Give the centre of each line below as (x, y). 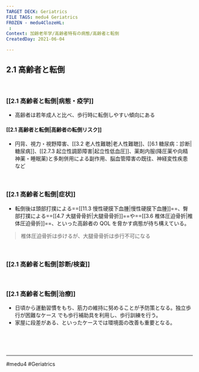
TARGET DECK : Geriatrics (37, 12)
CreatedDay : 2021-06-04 (36, 39)
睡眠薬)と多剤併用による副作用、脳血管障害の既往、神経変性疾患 (109, 159)
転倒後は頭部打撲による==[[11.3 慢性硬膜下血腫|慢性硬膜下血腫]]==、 (99, 209)
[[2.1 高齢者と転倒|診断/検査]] (48, 264)
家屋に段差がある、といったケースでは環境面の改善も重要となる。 (95, 323)
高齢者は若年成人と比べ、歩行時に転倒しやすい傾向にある (85, 115)
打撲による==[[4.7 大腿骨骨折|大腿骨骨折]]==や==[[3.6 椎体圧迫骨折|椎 (106, 216)
